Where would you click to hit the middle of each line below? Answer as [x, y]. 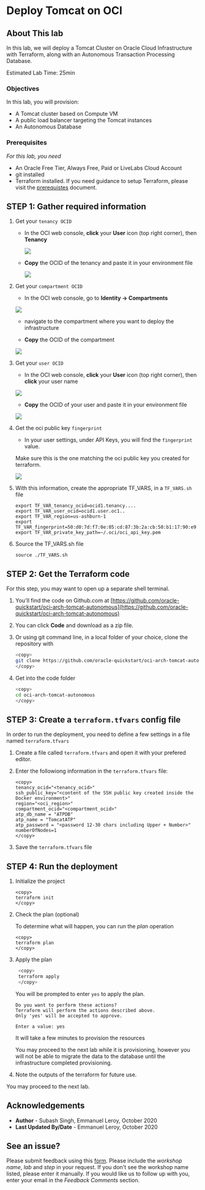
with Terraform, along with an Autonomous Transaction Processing [91, 54]
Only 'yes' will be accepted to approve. [69, 1016]
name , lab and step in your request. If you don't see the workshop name [97, 1167]
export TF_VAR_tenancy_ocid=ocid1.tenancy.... [76, 506]
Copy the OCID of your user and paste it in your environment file [106, 405]
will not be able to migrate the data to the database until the [90, 1056]
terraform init [35, 898]
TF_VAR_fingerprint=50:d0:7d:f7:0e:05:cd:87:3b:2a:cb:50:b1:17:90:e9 [106, 527]
